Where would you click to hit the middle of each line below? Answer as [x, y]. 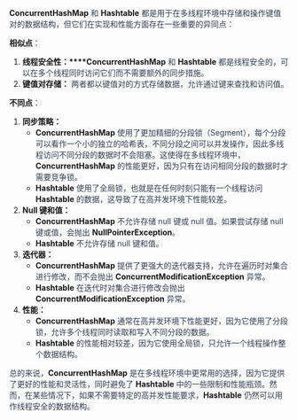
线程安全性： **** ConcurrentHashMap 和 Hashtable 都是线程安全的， [151, 62]
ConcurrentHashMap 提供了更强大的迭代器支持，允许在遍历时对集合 [161, 265]
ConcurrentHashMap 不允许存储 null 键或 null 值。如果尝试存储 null [159, 221]
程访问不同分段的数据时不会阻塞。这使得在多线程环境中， [140, 155]
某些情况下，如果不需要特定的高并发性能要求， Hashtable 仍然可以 [154, 395]
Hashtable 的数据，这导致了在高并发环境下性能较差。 [133, 199]
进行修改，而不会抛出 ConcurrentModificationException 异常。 [152, 276]
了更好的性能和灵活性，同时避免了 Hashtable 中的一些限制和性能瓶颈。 [140, 384]
